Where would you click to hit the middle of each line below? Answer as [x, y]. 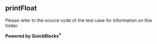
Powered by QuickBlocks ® [33, 35]
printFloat [21, 8]
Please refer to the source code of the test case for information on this [79, 20]
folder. [12, 25]
